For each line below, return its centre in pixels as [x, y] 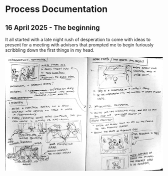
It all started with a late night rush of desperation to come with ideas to [78, 39]
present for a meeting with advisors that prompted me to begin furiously [79, 45]
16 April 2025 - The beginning [52, 28]
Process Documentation [56, 9]
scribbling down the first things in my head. [50, 50]
